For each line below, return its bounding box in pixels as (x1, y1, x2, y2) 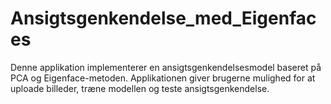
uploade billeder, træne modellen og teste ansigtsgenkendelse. (10, 82, 270, 94)
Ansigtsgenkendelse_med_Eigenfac (10, 7, 317, 30)
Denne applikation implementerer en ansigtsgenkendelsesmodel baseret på (10, 61, 322, 73)
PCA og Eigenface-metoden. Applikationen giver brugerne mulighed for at (10, 72, 316, 84)
